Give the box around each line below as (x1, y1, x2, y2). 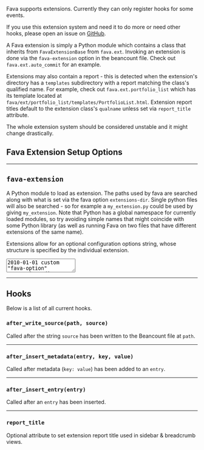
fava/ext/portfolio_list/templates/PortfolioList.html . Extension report (6, 98, 192, 106)
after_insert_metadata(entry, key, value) (6, 353, 134, 360)
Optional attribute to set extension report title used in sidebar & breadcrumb (6, 431, 196, 439)
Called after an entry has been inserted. (6, 398, 106, 406)
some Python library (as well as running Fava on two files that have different (6, 222, 197, 229)
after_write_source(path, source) (6, 320, 108, 327)
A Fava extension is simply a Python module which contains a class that (6, 42, 186, 49)
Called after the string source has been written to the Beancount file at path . (6, 332, 195, 339)
